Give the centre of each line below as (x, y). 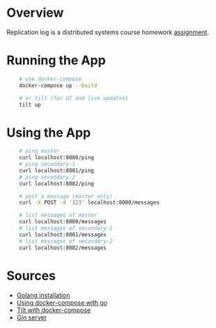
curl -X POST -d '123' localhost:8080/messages (89, 203)
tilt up (30, 105)
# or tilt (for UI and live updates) (74, 98)
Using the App (49, 132)
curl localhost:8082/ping (57, 184)
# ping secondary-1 (47, 164)
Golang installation (43, 295)
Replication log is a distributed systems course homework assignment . (108, 32)
